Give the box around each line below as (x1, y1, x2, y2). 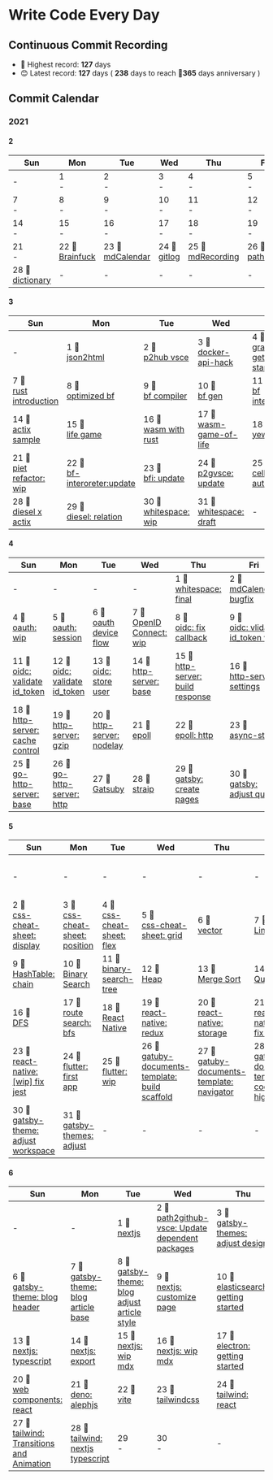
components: (12, 1394, 63, 1405)
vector (197, 925, 223, 936)
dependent (156, 1233, 199, 1244)
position (63, 940, 94, 952)
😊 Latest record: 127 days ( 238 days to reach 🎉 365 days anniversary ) (19, 68, 261, 78)
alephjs (70, 1400, 98, 1411)
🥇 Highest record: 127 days (19, 59, 111, 69)
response (175, 691, 211, 702)
